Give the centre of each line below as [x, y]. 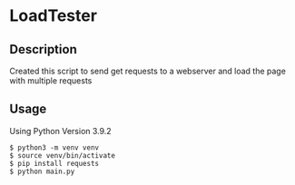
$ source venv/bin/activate [63, 155]
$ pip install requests [54, 163]
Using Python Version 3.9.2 [60, 131]
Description [43, 49]
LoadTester [54, 16]
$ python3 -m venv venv [54, 147]
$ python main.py [42, 171]
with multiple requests [51, 81]
